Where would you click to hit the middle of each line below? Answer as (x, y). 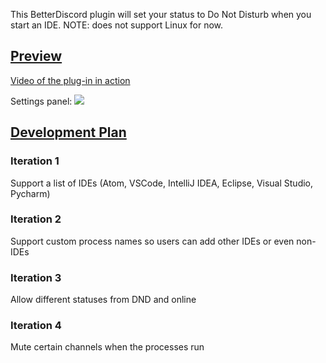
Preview (36, 56)
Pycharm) (30, 193)
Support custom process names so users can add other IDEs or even (152, 241)
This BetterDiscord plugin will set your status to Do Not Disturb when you (161, 14)
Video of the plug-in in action (70, 80)
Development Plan (68, 132)
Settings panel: (41, 101)
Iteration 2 (36, 219)
